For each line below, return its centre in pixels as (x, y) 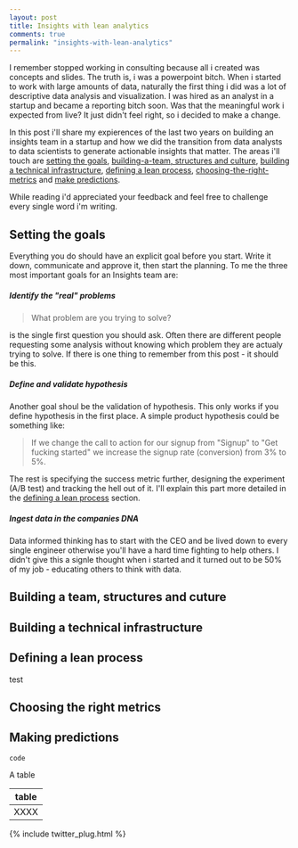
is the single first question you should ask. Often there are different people (145, 335)
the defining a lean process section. (75, 498)
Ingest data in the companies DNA (74, 518)
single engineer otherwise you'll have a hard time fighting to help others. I (144, 550)
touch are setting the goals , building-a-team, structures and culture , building (149, 161)
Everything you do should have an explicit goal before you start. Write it (140, 256)
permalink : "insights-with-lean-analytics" (91, 42)
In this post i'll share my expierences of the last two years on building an (141, 132)
